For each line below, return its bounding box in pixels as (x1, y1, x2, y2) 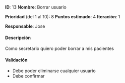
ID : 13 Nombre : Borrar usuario (5, 4, 67, 10)
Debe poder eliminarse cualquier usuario (12, 68, 96, 74)
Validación (5, 57, 28, 63)
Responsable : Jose (5, 23, 46, 29)
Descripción (5, 35, 31, 41)
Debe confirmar (12, 73, 45, 79)
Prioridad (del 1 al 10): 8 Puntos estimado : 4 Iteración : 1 (5, 14, 121, 19)
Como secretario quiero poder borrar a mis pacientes (5, 45, 114, 51)
